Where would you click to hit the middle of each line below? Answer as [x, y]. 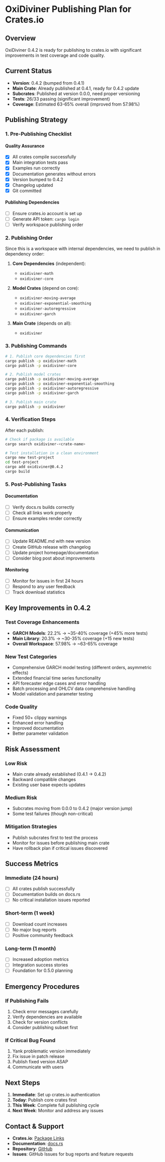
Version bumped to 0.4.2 [38, 179]
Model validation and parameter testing [52, 694]
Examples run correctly [36, 168]
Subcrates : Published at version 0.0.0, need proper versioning [76, 94]
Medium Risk [21, 798]
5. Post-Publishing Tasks [36, 484]
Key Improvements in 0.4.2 [48, 608]
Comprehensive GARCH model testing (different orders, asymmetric [82, 668]
